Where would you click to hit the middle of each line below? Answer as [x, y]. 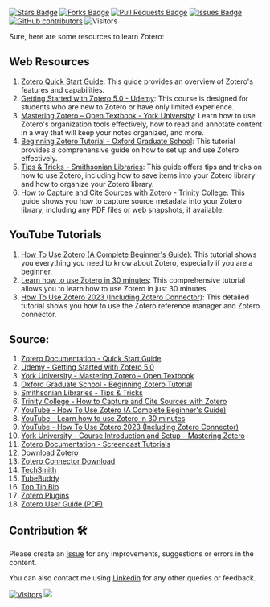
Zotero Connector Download [68, 461]
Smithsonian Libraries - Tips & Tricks [82, 393]
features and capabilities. [63, 89]
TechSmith [39, 470]
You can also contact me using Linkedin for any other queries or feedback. [133, 578]
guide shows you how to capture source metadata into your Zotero [131, 200]
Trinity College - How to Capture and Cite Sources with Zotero [124, 402]
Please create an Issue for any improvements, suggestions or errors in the [131, 554]
